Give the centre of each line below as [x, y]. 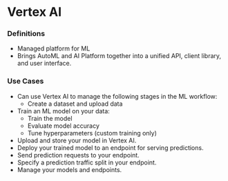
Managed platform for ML [54, 48]
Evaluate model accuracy [64, 126]
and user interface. [44, 64]
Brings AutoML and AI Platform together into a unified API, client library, [119, 56]
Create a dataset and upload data [75, 104]
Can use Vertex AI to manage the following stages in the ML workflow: [117, 96]
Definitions [26, 34]
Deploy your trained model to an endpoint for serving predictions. [110, 147]
